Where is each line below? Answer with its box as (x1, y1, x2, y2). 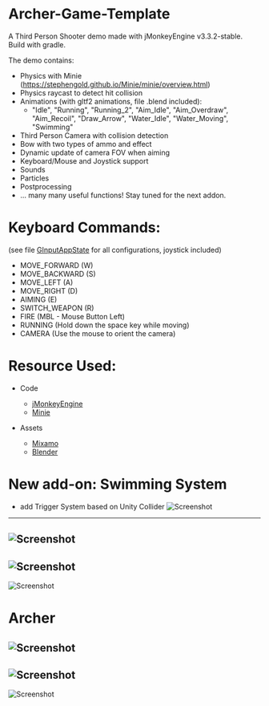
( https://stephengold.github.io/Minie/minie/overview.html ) (19, 79, 211, 89)
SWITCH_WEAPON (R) (19, 302, 94, 313)
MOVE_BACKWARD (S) (19, 269, 96, 278)
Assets (19, 423, 43, 432)
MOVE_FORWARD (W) (19, 260, 94, 270)
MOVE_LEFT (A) (19, 278, 74, 287)
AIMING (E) (19, 294, 58, 304)
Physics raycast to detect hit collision (19, 87, 143, 97)
